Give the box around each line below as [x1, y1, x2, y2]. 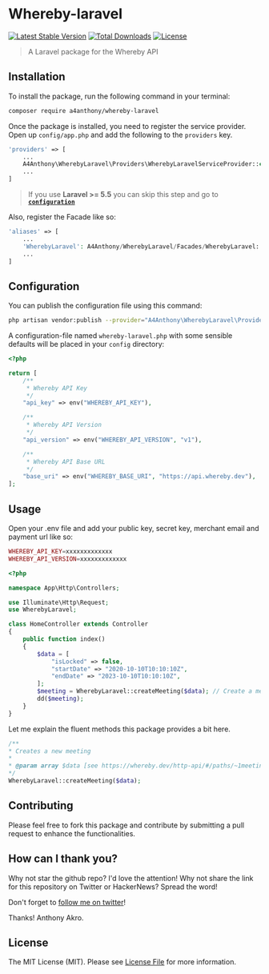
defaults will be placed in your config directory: [8, 340, 165, 349]
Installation [8, 70, 66, 84]
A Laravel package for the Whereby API [27, 46, 159, 56]
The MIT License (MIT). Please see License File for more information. [8, 957, 236, 967]
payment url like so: [8, 532, 74, 541]
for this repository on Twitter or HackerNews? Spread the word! [8, 882, 218, 891]
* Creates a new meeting [8, 747, 91, 755]
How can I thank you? [8, 852, 118, 866]
